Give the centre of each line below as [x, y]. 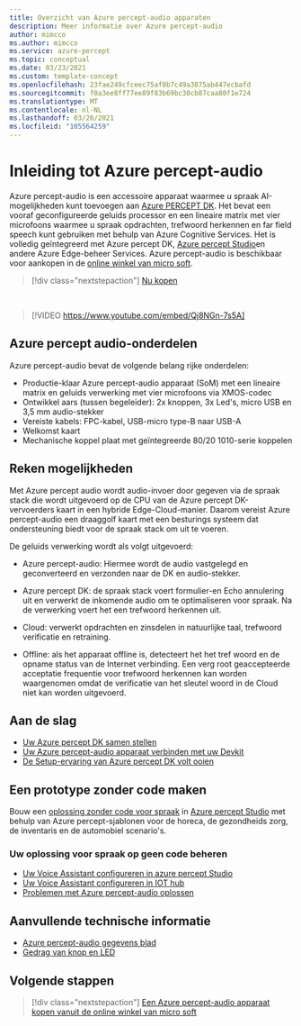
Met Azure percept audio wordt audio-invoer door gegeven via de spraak [145, 490]
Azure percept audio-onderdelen [103, 344]
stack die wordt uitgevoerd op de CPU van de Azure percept [121, 500]
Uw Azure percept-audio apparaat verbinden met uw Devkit [133, 752]
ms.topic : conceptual [50, 59]
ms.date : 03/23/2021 [48, 68]
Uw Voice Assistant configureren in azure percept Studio [128, 874]
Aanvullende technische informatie [110, 921]
